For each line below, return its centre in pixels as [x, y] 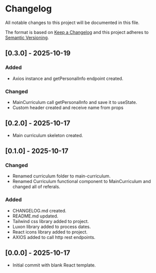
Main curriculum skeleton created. [48, 135]
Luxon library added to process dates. [51, 226]
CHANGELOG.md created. [39, 210]
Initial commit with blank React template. [54, 265]
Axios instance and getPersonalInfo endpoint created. [68, 78]
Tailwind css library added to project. [50, 221]
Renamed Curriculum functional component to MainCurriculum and [81, 181]
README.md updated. [35, 216]
